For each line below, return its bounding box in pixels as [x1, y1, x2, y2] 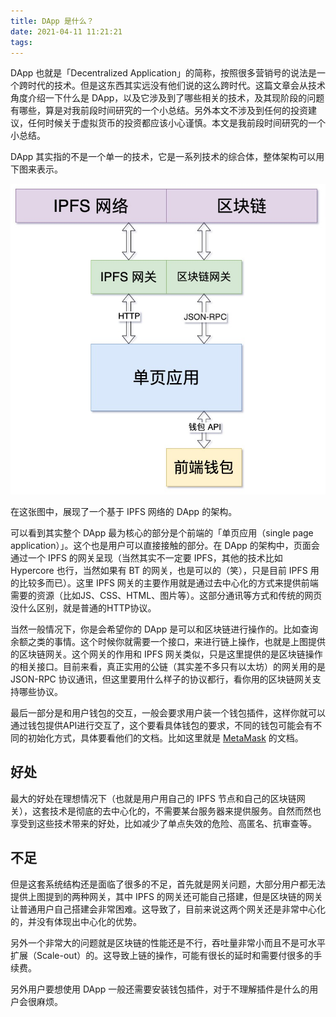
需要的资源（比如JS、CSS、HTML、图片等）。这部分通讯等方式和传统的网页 [10, 590, 323, 601]
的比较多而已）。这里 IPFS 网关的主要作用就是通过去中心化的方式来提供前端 [10, 577, 319, 589]
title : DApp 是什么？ [10, 16, 95, 26]
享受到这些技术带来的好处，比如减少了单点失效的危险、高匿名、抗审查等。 [10, 817, 317, 829]
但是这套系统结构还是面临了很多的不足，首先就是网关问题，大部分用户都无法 [10, 878, 326, 890]
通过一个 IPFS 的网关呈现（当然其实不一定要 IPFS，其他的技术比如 [10, 552, 283, 564]
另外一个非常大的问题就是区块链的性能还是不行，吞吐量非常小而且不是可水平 [10, 936, 326, 949]
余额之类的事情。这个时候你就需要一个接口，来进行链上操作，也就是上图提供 [10, 636, 326, 647]
